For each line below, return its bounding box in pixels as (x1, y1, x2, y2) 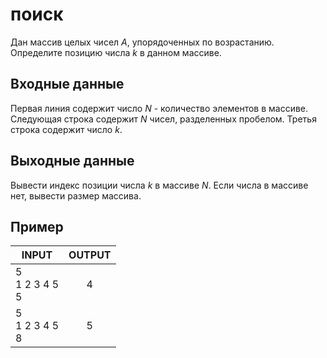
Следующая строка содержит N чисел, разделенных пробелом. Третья (10, 113, 317, 125)
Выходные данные (10, 153, 135, 170)
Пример (10, 218, 64, 235)
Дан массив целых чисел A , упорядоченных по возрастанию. (10, 36, 275, 48)
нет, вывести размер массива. (10, 189, 142, 202)
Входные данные (10, 76, 125, 93)
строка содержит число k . (10, 123, 123, 135)
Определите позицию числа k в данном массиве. (10, 46, 222, 58)
